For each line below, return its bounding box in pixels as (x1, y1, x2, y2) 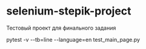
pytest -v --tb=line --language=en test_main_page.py (6, 36, 141, 43)
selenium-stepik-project (6, 4, 131, 18)
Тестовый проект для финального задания (6, 24, 116, 31)
